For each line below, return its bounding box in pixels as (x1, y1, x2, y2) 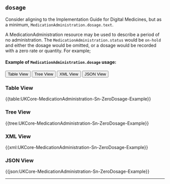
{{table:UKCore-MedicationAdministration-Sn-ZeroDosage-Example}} (5, 96, 151, 102)
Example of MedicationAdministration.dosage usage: (5, 59, 117, 65)
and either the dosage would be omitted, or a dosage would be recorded (5, 42, 157, 48)
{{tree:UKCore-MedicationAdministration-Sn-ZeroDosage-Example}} (5, 120, 149, 126)
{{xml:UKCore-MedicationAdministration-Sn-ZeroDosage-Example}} (5, 144, 148, 150)
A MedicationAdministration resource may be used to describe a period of (5, 31, 160, 38)
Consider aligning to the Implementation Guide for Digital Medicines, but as (5, 16, 162, 22)
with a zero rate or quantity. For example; (5, 48, 91, 54)
